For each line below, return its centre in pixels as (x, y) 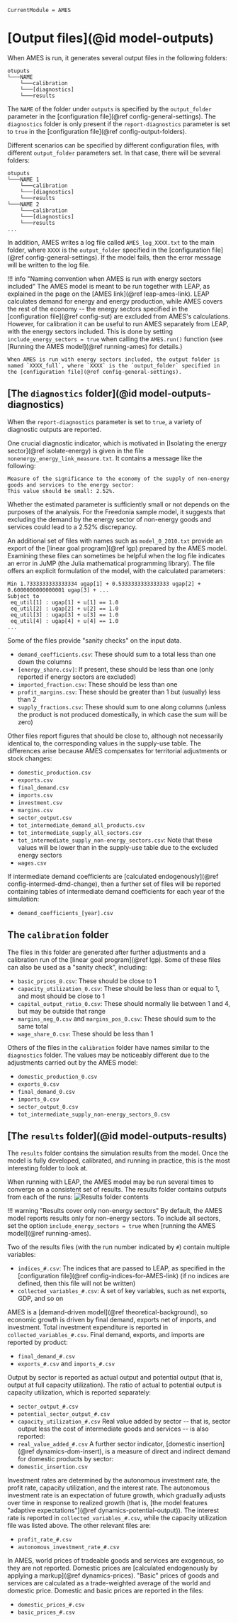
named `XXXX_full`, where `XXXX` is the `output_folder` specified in (114, 365)
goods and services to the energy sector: (71, 485)
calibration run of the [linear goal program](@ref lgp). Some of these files (114, 959)
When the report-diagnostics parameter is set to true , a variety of (104, 421)
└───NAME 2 (23, 204)
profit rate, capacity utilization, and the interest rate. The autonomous (109, 1488)
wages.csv (32, 863)
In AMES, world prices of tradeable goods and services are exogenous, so (116, 1561)
